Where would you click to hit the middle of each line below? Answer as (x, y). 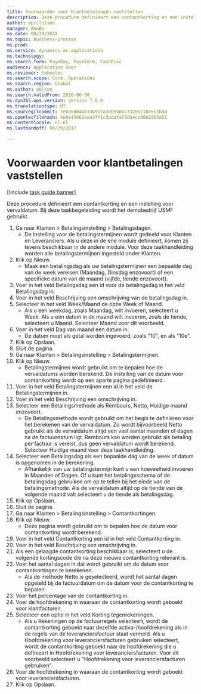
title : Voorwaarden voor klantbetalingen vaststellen (75, 12)
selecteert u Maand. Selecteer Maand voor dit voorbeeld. (95, 323)
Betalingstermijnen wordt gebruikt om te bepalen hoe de (94, 367)
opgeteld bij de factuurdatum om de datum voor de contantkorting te (109, 583)
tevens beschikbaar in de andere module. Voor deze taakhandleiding (109, 247)
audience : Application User (42, 67)
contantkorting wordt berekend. (63, 532)
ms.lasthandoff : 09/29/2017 (42, 128)
